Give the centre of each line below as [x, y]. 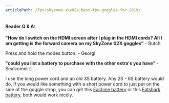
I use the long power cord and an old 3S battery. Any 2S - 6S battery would [85, 78]
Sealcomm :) [19, 68]
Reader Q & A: [20, 27]
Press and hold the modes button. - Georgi [50, 53]
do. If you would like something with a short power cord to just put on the [82, 84]
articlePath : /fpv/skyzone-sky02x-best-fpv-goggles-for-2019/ [73, 10]
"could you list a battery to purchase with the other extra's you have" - [82, 63]
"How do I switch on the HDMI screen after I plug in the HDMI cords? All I [84, 38]
